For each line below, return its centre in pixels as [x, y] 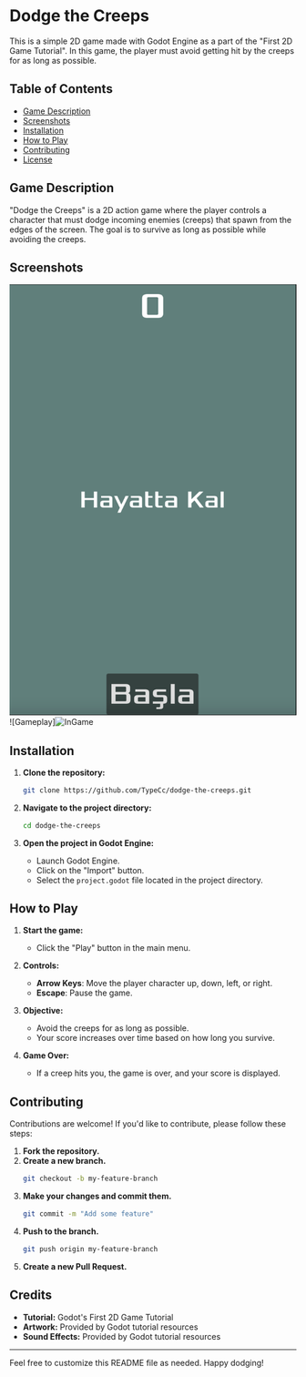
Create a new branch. [64, 1161]
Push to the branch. [61, 1231]
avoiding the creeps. [48, 239]
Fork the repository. [61, 1151]
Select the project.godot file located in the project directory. [150, 880]
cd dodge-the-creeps [61, 825]
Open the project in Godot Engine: [88, 842]
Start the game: [53, 931]
